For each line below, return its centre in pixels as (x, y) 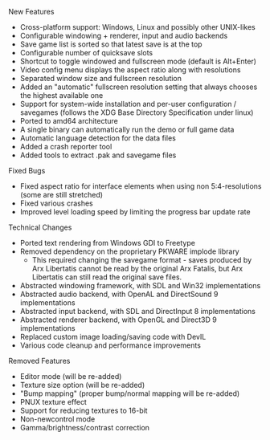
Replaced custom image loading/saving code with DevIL (113, 337)
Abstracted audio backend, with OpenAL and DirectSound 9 (119, 294)
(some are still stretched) (61, 195)
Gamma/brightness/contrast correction (85, 428)
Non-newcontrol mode (57, 419)
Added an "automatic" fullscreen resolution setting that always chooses (139, 87)
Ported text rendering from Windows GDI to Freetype (107, 243)
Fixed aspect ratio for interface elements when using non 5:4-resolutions (141, 186)
